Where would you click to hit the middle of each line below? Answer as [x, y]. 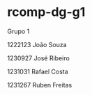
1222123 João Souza [37, 44]
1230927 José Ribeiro [38, 58]
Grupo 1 [18, 31]
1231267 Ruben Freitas [40, 85]
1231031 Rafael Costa [38, 71]
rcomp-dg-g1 [46, 12]
